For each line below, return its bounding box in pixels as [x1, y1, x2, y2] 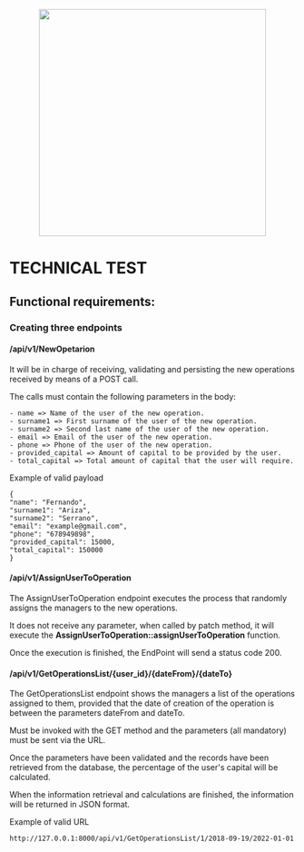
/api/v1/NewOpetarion [9, 343, 95, 354]
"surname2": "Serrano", [9, 513, 100, 522]
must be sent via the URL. [9, 735, 106, 746]
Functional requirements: [9, 293, 156, 309]
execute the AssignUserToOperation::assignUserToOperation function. [9, 629, 281, 640]
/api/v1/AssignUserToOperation [9, 572, 132, 583]
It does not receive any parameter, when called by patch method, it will [9, 619, 275, 630]
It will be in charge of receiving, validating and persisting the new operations [9, 363, 295, 374]
